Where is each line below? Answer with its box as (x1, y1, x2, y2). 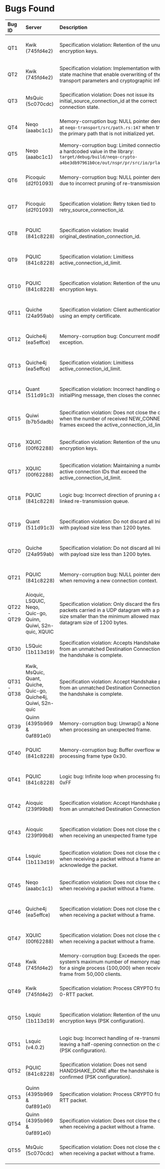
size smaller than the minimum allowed (59, 613, 149, 620)
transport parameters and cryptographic (59, 77, 153, 84)
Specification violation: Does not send (59, 1061, 147, 1068)
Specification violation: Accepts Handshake (59, 639, 160, 646)
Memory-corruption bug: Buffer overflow (59, 746, 155, 753)
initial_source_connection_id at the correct (59, 97, 157, 104)
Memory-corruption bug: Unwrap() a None (59, 720, 159, 727)
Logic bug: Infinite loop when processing (59, 773, 154, 780)
